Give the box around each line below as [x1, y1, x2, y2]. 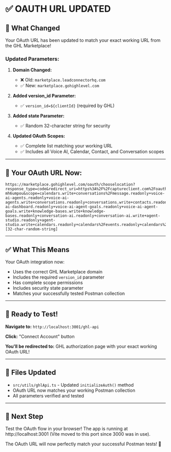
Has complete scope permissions [12, 279, 83, 286]
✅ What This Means [5, 245, 70, 254]
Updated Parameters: [5, 55, 60, 62]
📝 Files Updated [5, 368, 56, 377]
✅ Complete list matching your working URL [20, 143, 113, 149]
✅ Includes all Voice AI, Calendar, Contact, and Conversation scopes [20, 148, 164, 155]
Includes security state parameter [12, 285, 84, 291]
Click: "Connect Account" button [5, 333, 75, 339]
